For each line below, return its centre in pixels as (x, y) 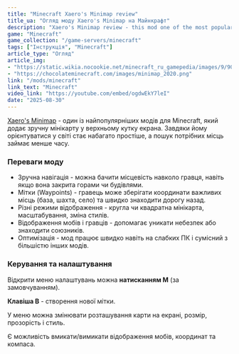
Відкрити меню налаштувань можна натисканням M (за (93, 280)
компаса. (21, 344)
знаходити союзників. (51, 231)
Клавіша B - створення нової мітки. (62, 301)
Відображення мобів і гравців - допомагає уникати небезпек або (117, 223)
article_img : (27, 61)
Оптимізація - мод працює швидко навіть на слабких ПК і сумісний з (123, 238)
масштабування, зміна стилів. (63, 216)
